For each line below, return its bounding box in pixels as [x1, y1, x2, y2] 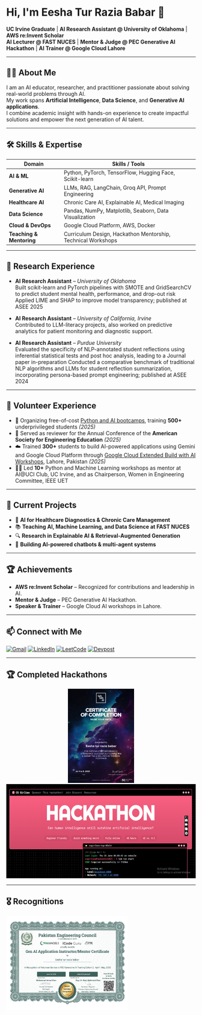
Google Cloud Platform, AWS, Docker [64, 222, 156, 229]
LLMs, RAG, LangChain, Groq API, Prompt [64, 184, 167, 191]
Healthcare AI [8, 198, 44, 206]
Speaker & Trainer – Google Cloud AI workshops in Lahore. [14, 603, 162, 610]
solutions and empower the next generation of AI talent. [6, 116, 144, 123]
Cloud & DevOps [8, 222, 51, 229]
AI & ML [8, 172, 29, 180]
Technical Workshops [64, 236, 117, 244]
